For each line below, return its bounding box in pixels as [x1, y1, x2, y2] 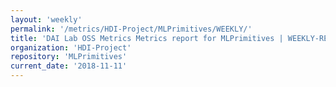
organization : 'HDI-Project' [10, 42, 132, 53]
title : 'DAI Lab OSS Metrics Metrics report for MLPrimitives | [10, 33, 284, 43]
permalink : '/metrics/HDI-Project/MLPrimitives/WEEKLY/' [10, 24, 253, 34]
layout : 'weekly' [10, 14, 83, 25]
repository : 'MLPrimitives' [10, 52, 128, 62]
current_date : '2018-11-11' [10, 61, 128, 71]
